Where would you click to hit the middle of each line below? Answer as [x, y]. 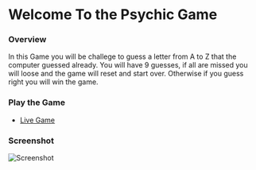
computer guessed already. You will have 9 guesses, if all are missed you [128, 65]
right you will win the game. [53, 82]
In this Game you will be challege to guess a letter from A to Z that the [122, 56]
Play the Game [37, 102]
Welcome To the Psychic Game [113, 15]
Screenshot [31, 141]
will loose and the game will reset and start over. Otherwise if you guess [126, 74]
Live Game [37, 120]
